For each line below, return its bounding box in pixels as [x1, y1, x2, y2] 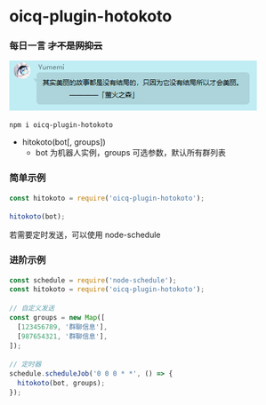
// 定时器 [9, 360, 42, 369]
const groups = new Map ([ [9, 314, 105, 322]
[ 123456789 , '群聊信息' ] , [17, 322, 109, 331]
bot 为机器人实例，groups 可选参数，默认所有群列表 [35, 147, 227, 158]
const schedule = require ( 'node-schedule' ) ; [9, 275, 177, 285]
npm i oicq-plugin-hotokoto [9, 121, 114, 130]
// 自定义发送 [9, 304, 55, 313]
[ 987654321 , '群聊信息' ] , [17, 331, 109, 341]
